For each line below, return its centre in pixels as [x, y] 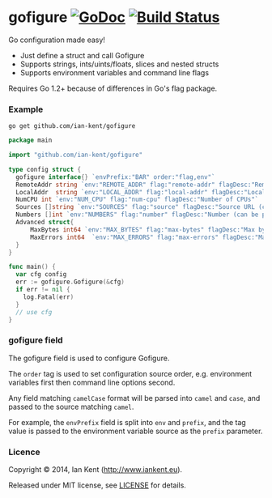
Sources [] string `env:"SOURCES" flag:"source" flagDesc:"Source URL [135, 207]
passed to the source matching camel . [71, 406]
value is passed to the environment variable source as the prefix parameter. [136, 431]
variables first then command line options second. [92, 382]
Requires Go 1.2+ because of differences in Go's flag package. [113, 88]
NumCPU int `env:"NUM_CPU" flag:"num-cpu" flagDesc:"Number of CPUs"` [137, 200]
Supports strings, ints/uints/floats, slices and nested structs [119, 64]
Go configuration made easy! [57, 40]
